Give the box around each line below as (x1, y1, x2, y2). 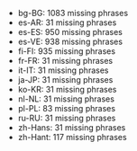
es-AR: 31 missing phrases (17, 17, 117, 28)
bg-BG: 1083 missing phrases (17, 8, 129, 18)
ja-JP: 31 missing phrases (17, 75, 114, 84)
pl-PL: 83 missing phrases (17, 103, 115, 113)
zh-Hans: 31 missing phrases (17, 122, 126, 133)
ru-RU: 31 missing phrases (17, 112, 116, 123)
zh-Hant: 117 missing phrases (17, 132, 128, 142)
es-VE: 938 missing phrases (17, 36, 123, 47)
